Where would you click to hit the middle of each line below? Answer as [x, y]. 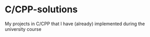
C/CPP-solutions [41, 10]
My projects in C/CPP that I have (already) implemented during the [75, 24]
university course [23, 29]
